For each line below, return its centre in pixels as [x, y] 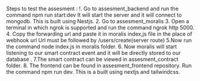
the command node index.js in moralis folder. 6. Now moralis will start [92, 46]
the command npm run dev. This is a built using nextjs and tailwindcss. [93, 72]
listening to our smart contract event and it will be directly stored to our [93, 53]
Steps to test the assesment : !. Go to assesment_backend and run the [93, 9]
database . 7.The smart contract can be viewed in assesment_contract [92, 59]
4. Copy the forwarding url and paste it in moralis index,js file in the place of [99, 34]
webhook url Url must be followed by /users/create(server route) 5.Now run [99, 40]
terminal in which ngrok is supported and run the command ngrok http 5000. [100, 27]
